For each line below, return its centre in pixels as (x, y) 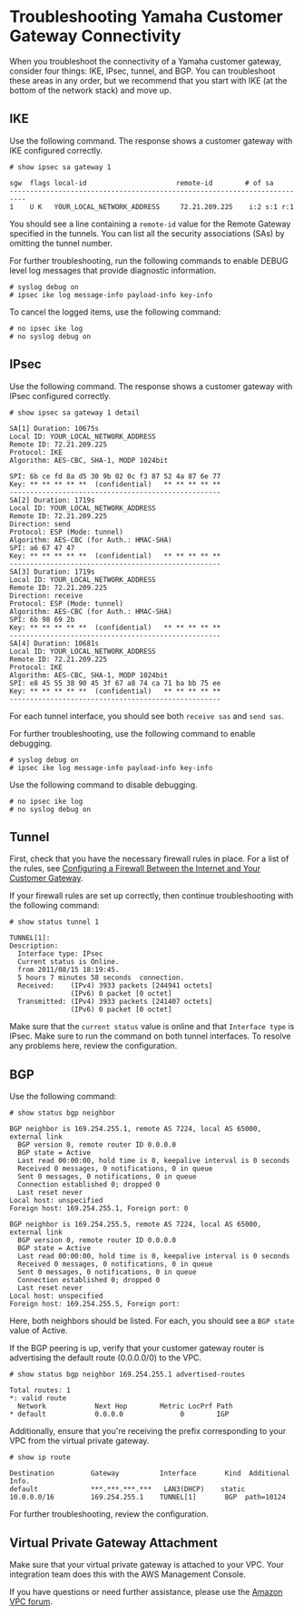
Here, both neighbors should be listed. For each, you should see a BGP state (152, 1321)
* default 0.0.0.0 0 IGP (119, 1414)
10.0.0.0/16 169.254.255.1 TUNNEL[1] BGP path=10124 (147, 1498)
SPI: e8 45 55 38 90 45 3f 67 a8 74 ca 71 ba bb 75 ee (115, 683)
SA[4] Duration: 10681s (54, 643)
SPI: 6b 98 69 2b (42, 619)
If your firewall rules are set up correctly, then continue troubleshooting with (152, 896)
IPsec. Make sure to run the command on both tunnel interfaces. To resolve (150, 1036)
